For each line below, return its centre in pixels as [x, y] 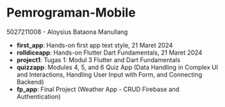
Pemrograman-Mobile [71, 13]
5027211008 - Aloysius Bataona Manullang [67, 32]
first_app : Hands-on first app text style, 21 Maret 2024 [95, 45]
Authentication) [38, 96]
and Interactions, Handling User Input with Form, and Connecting [109, 75]
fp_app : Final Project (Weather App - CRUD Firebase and [98, 89]
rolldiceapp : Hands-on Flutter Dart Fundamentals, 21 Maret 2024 [109, 52]
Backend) [30, 81]
